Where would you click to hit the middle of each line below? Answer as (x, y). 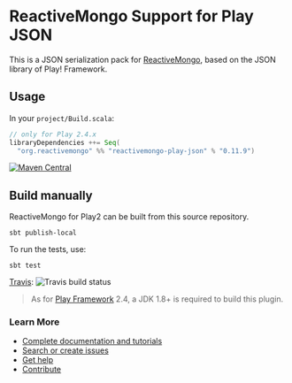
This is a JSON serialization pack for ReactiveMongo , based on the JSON (142, 59)
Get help (38, 360)
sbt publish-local (43, 233)
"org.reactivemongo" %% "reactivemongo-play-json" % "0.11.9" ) (136, 151)
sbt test (25, 266)
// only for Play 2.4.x (53, 134)
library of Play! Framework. (58, 69)
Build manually (51, 195)
